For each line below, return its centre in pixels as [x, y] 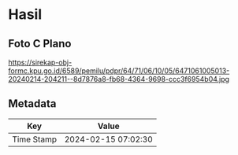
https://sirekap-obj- [40, 62]
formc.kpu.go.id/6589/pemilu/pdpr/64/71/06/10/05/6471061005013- [119, 71]
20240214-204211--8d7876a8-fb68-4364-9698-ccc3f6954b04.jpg [119, 79]
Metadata [32, 104]
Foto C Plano [40, 44]
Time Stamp [35, 139]
